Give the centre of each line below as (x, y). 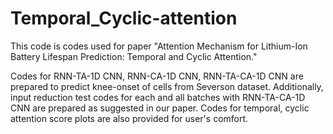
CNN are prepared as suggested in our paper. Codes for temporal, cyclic (160, 108)
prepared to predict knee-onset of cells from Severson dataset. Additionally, (167, 86)
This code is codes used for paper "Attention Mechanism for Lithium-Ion (159, 46)
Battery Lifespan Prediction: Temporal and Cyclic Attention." (134, 56)
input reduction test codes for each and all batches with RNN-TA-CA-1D (158, 97)
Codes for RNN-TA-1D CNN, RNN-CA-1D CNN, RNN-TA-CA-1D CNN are (157, 76)
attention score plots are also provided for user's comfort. (129, 118)
